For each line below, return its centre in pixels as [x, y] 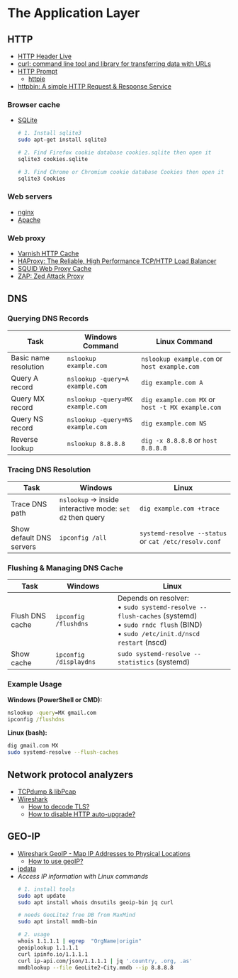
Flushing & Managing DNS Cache [65, 568]
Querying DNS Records [48, 318]
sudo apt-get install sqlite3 [62, 140]
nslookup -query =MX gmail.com [52, 713]
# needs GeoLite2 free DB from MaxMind [76, 915]
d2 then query [82, 518]
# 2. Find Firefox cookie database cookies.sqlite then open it [114, 153]
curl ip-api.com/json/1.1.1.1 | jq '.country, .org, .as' [105, 961]
